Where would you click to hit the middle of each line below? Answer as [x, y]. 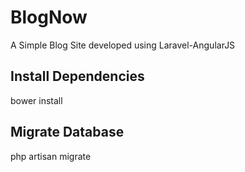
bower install [36, 100]
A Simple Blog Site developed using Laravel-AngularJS [123, 45]
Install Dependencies [77, 76]
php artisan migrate [51, 156]
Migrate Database [67, 132]
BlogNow [49, 17]
